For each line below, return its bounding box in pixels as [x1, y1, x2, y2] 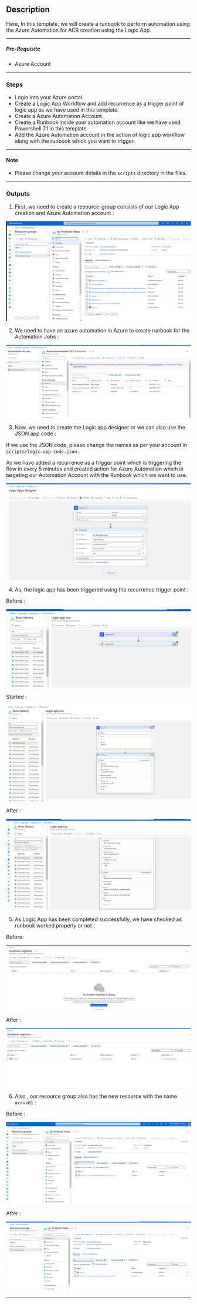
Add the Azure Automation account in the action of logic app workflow [14, 132, 185, 139]
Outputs [6, 190, 30, 198]
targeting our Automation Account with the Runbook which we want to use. [6, 472, 188, 479]
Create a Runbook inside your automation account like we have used [14, 119, 181, 126]
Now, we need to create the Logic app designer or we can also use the [14, 424, 186, 431]
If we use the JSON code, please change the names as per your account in [6, 442, 188, 449]
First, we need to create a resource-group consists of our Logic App [14, 203, 180, 210]
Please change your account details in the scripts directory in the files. [14, 170, 188, 177]
